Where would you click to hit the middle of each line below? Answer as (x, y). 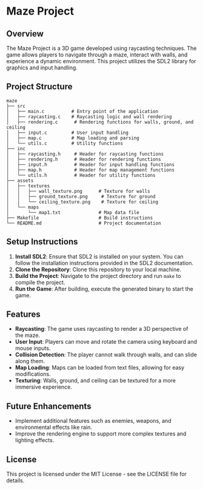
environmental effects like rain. (54, 428)
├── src (16, 106)
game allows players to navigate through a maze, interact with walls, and (97, 55)
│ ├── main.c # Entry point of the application (82, 111)
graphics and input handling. (42, 68)
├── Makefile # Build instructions (80, 218)
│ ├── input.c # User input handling (68, 133)
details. (15, 480)
